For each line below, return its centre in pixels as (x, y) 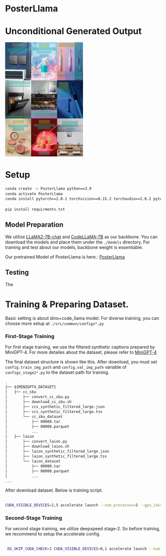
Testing (17, 273)
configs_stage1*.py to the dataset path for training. (57, 372)
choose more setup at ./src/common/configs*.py (55, 323)
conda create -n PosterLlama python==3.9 (48, 189)
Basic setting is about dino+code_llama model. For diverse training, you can (82, 318)
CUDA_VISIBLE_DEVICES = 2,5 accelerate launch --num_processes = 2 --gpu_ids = (84, 505)
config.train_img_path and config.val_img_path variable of (66, 367)
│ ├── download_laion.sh (37, 446)
